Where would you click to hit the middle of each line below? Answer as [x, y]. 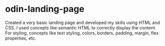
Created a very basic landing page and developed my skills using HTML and [83, 23]
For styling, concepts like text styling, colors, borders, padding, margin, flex [82, 33]
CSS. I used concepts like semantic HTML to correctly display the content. [81, 27]
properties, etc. [21, 38]
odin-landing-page [45, 9]
